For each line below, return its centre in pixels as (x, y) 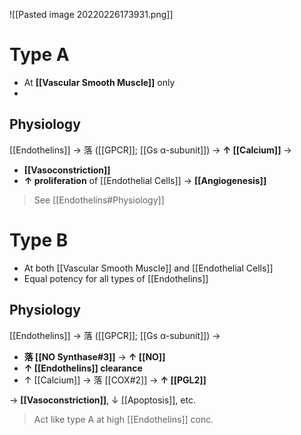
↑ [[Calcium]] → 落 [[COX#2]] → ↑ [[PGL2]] (115, 380)
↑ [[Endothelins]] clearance (83, 368)
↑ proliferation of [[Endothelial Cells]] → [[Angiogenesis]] (145, 180)
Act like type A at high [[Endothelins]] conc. (123, 419)
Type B (39, 240)
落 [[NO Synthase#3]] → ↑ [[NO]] (94, 356)
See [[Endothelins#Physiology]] (99, 200)
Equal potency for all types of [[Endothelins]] (116, 278)
